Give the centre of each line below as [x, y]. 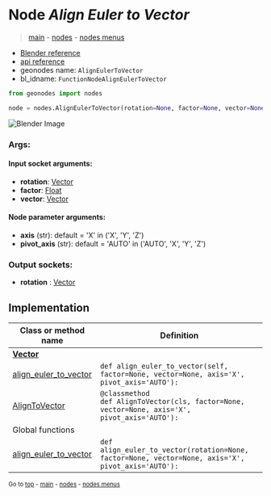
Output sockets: [41, 264]
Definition [179, 335]
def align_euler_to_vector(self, [164, 366]
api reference [42, 61]
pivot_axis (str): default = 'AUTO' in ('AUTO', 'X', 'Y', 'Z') [113, 244]
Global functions [44, 430]
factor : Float [41, 190]
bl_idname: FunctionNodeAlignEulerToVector [93, 78]
